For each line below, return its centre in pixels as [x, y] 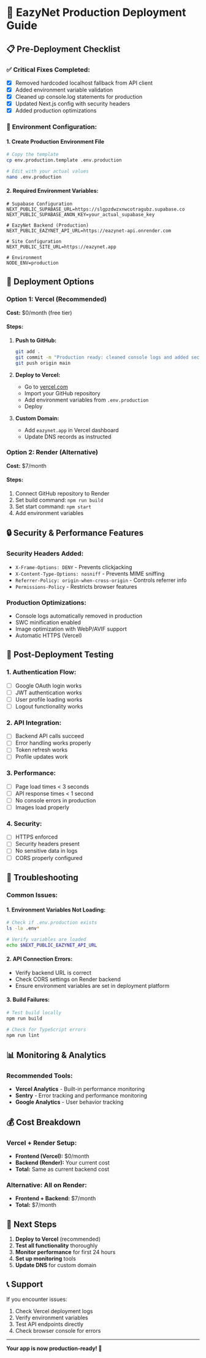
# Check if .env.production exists [52, 923]
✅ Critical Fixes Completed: [48, 69]
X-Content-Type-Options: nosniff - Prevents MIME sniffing [90, 573]
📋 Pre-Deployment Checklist [63, 49]
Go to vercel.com [46, 387]
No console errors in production [55, 800]
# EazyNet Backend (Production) [48, 226]
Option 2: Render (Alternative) [52, 452]
